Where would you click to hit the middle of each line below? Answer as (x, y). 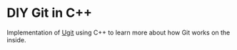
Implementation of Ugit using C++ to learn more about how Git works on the (118, 32)
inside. (16, 39)
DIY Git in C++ (50, 13)
